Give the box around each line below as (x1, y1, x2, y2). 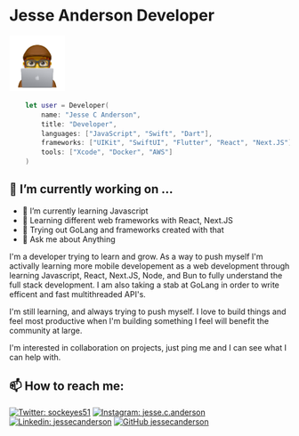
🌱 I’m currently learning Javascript (21, 206, 149, 216)
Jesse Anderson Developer (9, 5, 215, 26)
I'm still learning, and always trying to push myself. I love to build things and (9, 306, 287, 317)
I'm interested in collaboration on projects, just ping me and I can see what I (9, 342, 287, 352)
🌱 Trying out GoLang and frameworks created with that (21, 224, 224, 235)
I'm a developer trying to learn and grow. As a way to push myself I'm (9, 251, 263, 262)
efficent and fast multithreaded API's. (9, 288, 147, 299)
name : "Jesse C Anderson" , (41, 110, 141, 119)
